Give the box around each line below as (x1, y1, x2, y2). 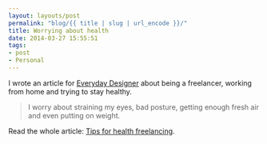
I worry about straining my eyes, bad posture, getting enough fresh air (27, 102, 260, 112)
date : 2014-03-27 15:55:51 (8, 34, 98, 42)
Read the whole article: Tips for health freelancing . (8, 126, 175, 136)
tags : (8, 42, 26, 50)
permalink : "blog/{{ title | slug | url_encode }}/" (8, 19, 188, 27)
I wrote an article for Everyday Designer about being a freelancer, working (8, 78, 252, 88)
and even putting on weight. (27, 110, 121, 120)
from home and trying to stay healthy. (8, 86, 132, 96)
